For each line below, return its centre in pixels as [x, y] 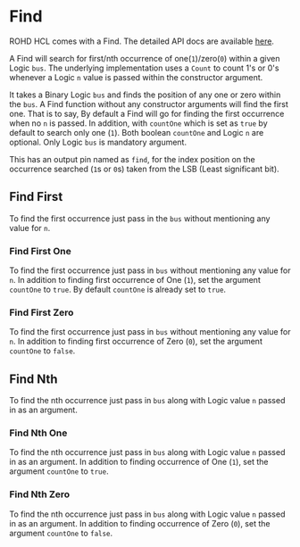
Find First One [40, 251]
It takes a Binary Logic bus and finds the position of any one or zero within [145, 95]
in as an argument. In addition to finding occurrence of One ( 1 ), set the [139, 462]
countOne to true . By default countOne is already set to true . [117, 290]
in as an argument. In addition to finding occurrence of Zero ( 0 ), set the [140, 523]
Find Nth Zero [40, 494]
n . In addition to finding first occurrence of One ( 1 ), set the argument [135, 280]
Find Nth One [38, 433]
